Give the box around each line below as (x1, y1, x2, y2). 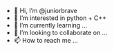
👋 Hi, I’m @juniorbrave (13, 7, 77, 14)
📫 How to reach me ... (13, 37, 78, 44)
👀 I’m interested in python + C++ (13, 14, 107, 22)
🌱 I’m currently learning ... (13, 21, 88, 29)
